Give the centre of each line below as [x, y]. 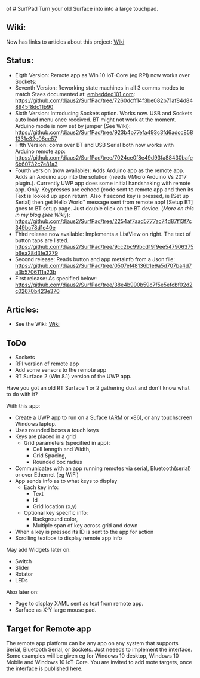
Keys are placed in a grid [45, 436]
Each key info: [41, 487]
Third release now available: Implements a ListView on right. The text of [103, 234]
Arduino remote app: [40, 151]
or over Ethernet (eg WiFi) [47, 475]
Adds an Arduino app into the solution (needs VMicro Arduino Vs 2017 [101, 176]
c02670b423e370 [37, 291]
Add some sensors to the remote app [61, 370]
